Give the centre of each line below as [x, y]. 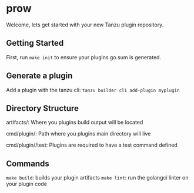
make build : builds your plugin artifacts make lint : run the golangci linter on [97, 178]
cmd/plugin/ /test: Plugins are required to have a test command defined [92, 145]
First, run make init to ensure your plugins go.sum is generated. [84, 57]
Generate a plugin [39, 76]
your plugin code [27, 184]
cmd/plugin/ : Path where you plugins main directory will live [78, 134]
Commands [28, 163]
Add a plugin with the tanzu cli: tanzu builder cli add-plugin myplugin [93, 90]
